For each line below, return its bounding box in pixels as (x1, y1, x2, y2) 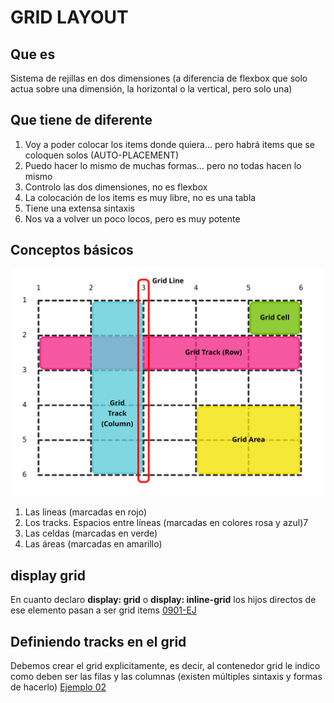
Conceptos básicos (10, 242, 134, 259)
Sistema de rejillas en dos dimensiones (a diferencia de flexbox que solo (10, 72, 308, 84)
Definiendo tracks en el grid (10, 633, 187, 650)
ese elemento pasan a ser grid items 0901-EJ (10, 604, 197, 616)
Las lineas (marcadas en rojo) (24, 506, 148, 518)
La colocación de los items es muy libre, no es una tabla (24, 191, 257, 203)
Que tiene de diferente (10, 112, 153, 129)
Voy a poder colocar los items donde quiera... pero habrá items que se (24, 138, 315, 150)
